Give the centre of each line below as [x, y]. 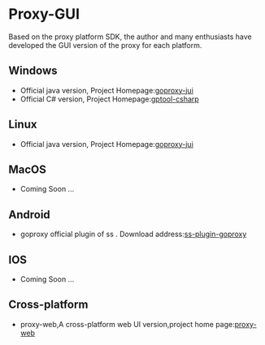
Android [29, 215]
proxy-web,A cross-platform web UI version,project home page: [127, 324]
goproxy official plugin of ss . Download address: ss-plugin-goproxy [133, 234]
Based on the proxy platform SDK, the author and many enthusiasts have [130, 37]
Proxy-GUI [44, 14]
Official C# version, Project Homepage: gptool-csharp [109, 99]
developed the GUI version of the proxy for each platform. [105, 45]
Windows [33, 71]
